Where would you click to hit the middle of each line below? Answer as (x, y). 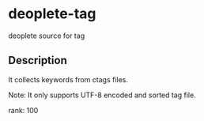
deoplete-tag (52, 14)
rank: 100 (23, 110)
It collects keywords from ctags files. (68, 79)
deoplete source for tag (47, 36)
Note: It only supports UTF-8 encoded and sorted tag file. (102, 95)
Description (38, 60)
